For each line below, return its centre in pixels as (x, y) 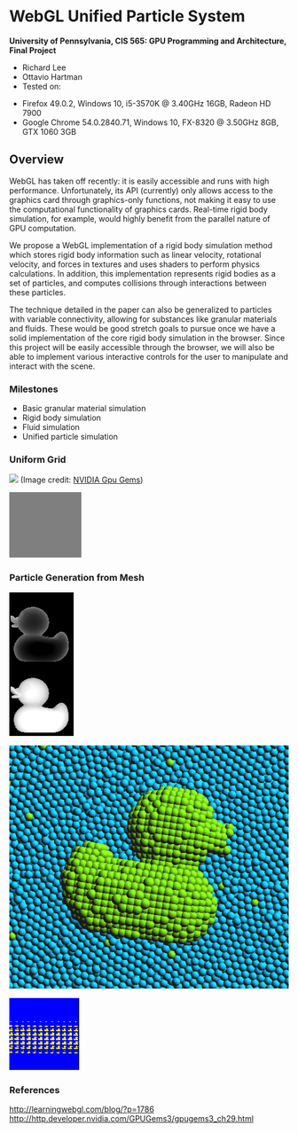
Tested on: (42, 86)
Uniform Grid (38, 459)
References (35, 1090)
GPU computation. (43, 228)
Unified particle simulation (70, 437)
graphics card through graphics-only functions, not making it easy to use (143, 199)
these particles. (38, 292)
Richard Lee (44, 67)
